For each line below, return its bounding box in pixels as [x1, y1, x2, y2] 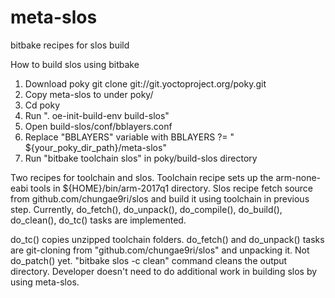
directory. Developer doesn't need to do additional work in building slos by [10, 265, 318, 277]
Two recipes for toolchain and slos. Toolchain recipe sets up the [10, 171, 274, 183]
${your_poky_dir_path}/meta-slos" [24, 141, 167, 153]
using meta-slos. [10, 276, 80, 288]
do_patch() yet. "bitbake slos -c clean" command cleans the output [10, 254, 288, 266]
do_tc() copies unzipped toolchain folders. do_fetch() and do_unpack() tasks [10, 233, 325, 245]
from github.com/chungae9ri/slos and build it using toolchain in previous [10, 192, 310, 205]
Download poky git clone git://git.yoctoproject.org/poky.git [24, 77, 267, 90]
